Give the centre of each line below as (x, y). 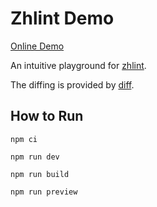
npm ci (24, 139)
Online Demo (37, 46)
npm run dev (35, 157)
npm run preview (44, 192)
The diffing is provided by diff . (72, 84)
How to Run (47, 116)
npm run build (40, 174)
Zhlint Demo (62, 18)
